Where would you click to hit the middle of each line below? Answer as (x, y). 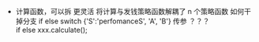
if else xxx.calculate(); (52, 30)
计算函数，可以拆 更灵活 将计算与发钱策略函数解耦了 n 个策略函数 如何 (130, 11)
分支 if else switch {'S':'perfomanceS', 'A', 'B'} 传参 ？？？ (116, 21)
